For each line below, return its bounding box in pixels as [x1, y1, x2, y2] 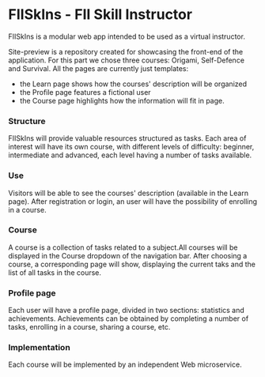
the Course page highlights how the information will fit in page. [19, 96, 225, 105]
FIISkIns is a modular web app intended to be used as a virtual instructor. [8, 32, 245, 41]
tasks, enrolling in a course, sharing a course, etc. [8, 322, 171, 332]
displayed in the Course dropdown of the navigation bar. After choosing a [8, 251, 248, 260]
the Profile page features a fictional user [19, 87, 152, 96]
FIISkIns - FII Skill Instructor [8, 6, 192, 24]
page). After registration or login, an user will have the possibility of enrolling [8, 196, 258, 206]
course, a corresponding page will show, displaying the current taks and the [8, 259, 256, 269]
